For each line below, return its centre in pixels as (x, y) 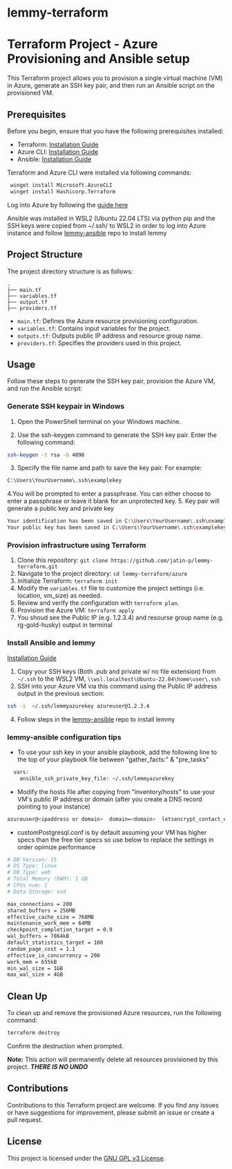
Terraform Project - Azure (83, 45)
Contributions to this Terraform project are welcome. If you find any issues (113, 1105)
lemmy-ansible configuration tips (65, 737)
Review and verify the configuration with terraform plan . (98, 603)
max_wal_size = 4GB (35, 975)
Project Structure (45, 254)
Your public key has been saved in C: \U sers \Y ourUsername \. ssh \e (103, 528)
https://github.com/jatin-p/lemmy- (162, 561)
